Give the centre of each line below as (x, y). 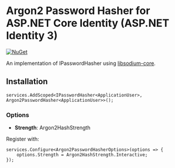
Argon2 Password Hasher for (78, 11)
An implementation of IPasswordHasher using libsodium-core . (81, 63)
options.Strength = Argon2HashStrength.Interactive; (82, 155)
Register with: (23, 139)
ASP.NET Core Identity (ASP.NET (88, 23)
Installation (27, 82)
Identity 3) (32, 36)
